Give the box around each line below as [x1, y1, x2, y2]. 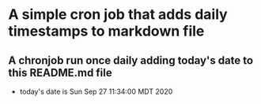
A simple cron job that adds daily [8, 6, 228, 24]
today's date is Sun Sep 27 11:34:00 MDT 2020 [19, 87, 173, 96]
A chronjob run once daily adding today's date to [8, 54, 254, 67]
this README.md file [8, 65, 112, 80]
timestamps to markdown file [8, 22, 205, 40]
